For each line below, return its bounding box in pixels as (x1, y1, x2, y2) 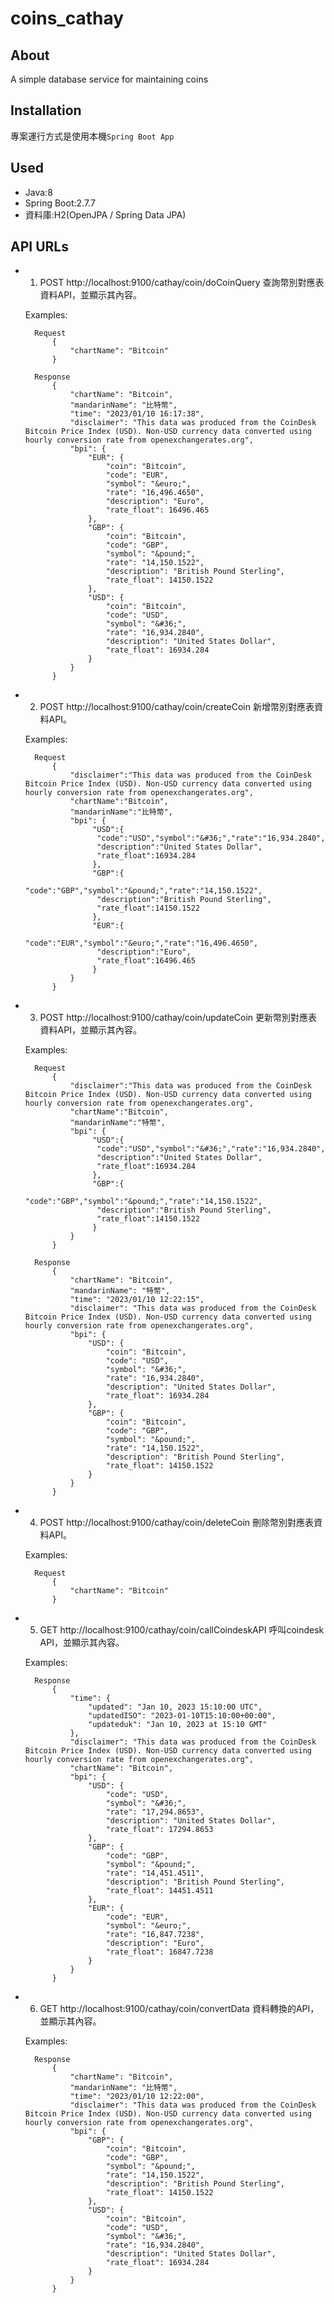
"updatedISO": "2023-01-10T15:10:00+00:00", (88, 1711, 277, 1721)
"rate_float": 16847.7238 (105, 1947, 214, 1957)
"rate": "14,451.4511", (105, 1868, 205, 1879)
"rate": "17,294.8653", (105, 1807, 205, 1817)
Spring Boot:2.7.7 (24, 197, 96, 209)
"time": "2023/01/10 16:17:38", (69, 409, 205, 419)
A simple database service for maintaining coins (10, 73, 209, 85)
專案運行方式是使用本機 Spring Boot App (10, 130, 175, 142)
